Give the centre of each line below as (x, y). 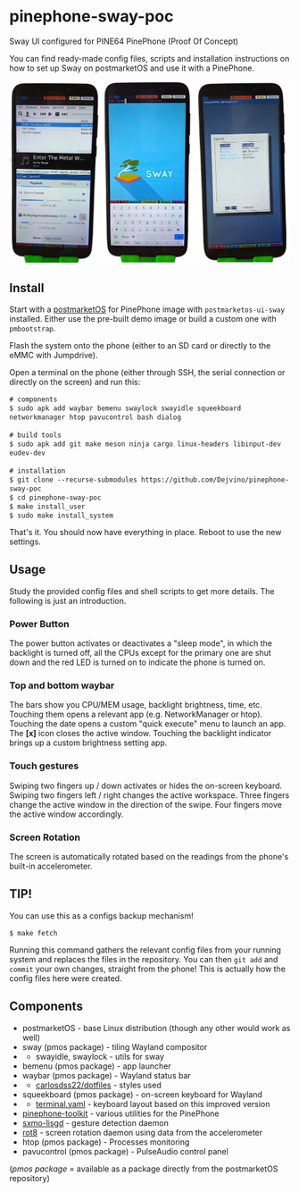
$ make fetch (33, 933)
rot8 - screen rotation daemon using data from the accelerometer (142, 1132)
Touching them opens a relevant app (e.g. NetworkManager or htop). (136, 714)
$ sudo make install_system (62, 516)
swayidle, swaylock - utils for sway (100, 1056)
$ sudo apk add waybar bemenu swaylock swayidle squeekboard (125, 408)
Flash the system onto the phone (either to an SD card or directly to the (140, 346)
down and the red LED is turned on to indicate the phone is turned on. (137, 662)
